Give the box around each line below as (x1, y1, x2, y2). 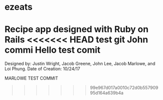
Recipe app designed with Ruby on (4, 24, 149, 35)
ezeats (4, 1, 33, 13)
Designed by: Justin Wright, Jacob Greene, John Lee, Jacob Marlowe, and (4, 60, 156, 67)
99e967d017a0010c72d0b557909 (90, 85, 159, 91)
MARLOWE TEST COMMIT (4, 75, 58, 81)
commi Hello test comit (4, 44, 101, 56)
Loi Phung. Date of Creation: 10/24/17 (4, 66, 81, 72)
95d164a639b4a (90, 90, 124, 96)
